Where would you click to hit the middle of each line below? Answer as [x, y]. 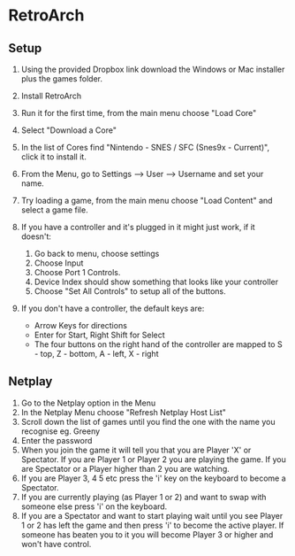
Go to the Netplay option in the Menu [88, 403]
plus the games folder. [62, 79]
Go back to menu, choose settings [97, 254]
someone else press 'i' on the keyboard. [94, 506]
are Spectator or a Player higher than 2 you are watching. [125, 468]
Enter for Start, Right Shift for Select [99, 335]
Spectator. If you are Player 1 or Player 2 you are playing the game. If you [153, 459]
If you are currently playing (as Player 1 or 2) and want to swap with [144, 497]
